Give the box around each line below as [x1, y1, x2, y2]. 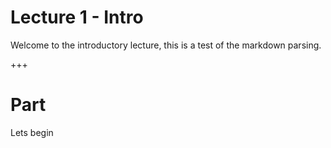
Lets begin [10, 126, 54, 138]
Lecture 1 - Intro [10, 6, 144, 29]
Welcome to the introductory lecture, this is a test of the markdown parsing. [10, 39, 322, 51]
